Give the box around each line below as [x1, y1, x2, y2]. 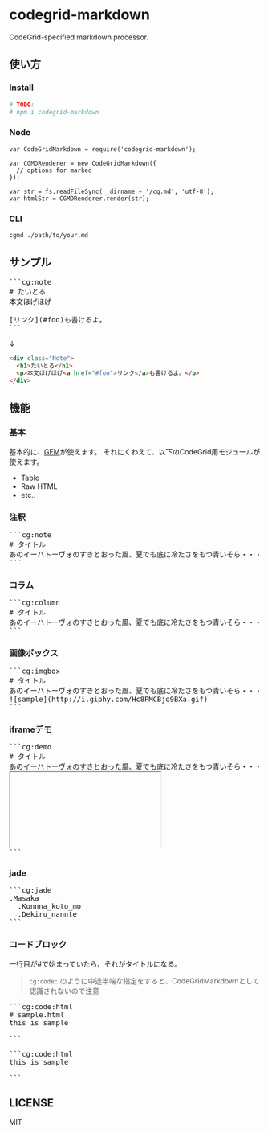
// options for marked [16, 166, 92, 174]
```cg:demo [9, 742, 52, 752]
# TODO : [9, 101, 35, 109]
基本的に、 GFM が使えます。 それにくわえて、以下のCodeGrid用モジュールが [9, 446, 261, 456]
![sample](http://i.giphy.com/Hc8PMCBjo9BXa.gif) [9, 694, 209, 704]
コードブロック [9, 939, 67, 950]
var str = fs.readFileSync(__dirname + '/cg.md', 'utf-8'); [9, 187, 215, 195]
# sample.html [9, 1010, 65, 1019]
